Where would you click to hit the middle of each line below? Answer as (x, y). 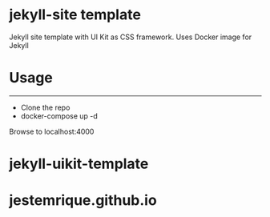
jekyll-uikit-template (79, 164)
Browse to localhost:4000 (52, 131)
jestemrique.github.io (83, 201)
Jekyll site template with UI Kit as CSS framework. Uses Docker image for (131, 37)
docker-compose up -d (59, 116)
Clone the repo (45, 107)
